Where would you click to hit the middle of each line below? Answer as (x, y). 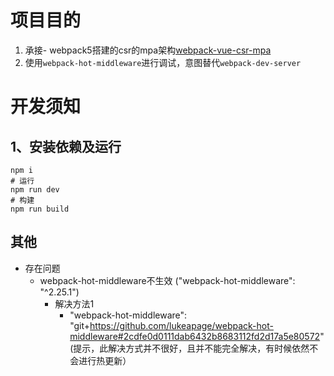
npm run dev (35, 189)
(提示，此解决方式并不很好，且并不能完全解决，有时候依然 (189, 348)
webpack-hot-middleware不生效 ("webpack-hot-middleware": (167, 280)
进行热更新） (105, 360)
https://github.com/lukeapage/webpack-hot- (181, 325)
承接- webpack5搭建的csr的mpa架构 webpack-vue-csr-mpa (148, 50)
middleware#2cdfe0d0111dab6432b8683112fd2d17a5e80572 (195, 336)
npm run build (40, 209)
